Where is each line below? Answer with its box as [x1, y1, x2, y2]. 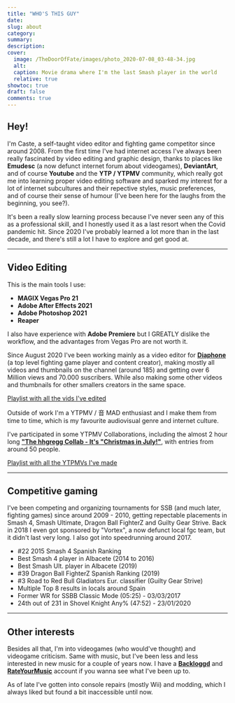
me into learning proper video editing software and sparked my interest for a [7, 176, 227, 185]
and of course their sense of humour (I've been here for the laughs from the [7, 191, 226, 200]
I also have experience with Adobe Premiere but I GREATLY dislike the [7, 330, 210, 338]
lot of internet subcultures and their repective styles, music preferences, [7, 183, 215, 193]
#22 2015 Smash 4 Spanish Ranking [17, 547, 122, 555]
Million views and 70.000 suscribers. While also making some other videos [7, 373, 222, 382]
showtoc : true [7, 82, 49, 89]
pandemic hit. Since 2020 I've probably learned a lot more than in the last [7, 227, 219, 235]
